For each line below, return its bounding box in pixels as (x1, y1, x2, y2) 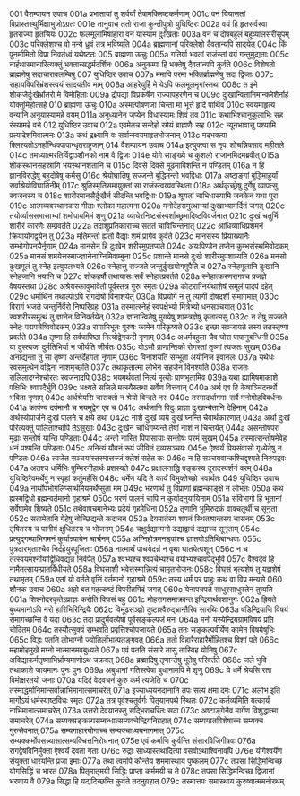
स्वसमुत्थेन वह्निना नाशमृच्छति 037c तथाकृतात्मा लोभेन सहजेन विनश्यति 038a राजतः (9, 362, 249, 372)
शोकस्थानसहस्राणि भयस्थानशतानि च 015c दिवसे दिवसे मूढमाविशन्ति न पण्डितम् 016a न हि (9, 160, 265, 171)
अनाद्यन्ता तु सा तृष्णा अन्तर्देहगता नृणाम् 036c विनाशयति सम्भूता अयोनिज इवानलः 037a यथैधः (9, 352, 275, 363)
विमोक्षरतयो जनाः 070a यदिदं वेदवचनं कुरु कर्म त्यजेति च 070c (9, 675, 190, 686)
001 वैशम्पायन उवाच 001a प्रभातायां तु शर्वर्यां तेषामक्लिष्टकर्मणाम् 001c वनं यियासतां (9, 9, 246, 19)
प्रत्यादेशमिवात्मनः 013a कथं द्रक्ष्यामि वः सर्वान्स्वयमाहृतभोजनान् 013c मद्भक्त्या (9, 130, 228, 140)
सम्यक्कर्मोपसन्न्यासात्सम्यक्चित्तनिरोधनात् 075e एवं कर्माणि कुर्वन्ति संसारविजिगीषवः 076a (9, 736, 257, 746)
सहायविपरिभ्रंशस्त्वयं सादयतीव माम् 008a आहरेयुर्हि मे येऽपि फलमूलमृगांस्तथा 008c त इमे (9, 79, 258, 90)
